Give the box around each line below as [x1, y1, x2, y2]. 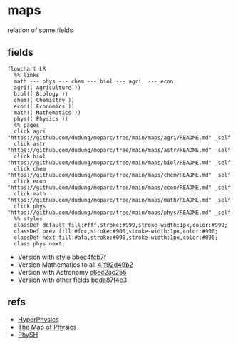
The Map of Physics [17, 322, 77, 331]
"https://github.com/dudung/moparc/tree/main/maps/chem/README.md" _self [7, 171, 232, 178]
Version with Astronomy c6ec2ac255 [17, 268, 127, 276]
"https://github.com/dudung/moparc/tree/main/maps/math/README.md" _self [7, 196, 232, 203]
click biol [14, 153, 46, 160]
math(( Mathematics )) [14, 109, 81, 116]
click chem [14, 165, 46, 173]
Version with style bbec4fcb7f [17, 253, 107, 261]
